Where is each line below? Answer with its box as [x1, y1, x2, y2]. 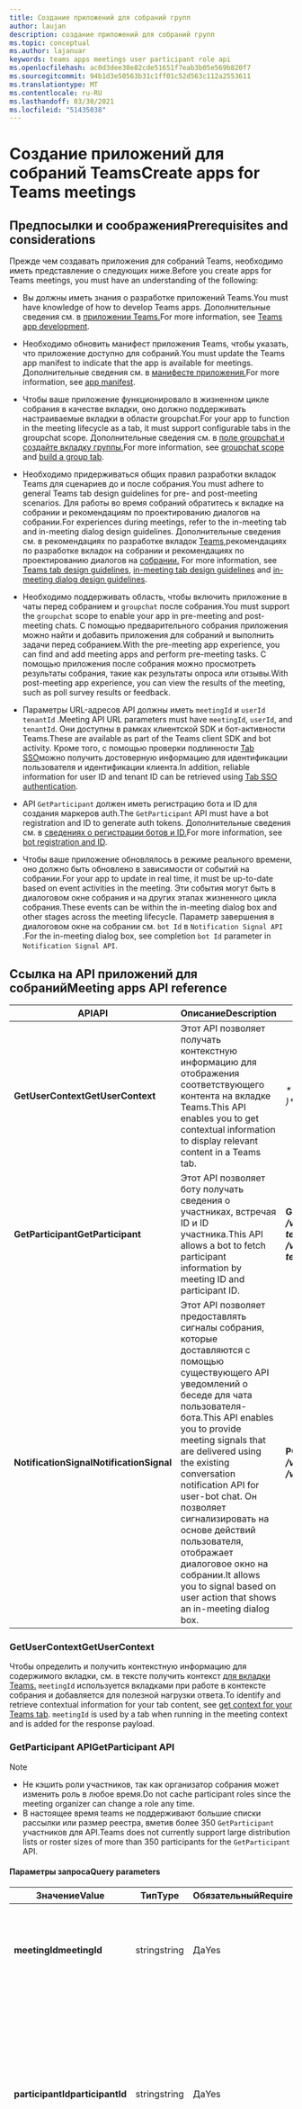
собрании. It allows [180, 1569, 261, 1582]
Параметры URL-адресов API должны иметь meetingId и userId [22, 704, 266, 715]
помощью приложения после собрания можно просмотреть [22, 659, 256, 669]
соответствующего [180, 1079, 265, 1091]
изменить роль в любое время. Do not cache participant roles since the [22, 1788, 291, 1799]
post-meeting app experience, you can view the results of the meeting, [22, 678, 286, 688]
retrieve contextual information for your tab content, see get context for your [9, 1700, 293, 1710]
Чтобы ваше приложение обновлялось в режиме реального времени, [22, 854, 293, 865]
